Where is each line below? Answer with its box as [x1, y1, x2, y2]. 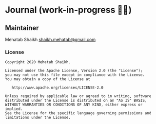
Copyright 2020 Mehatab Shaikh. [5, 60, 71, 65]
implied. [5, 106, 23, 111]
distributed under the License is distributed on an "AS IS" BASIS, [5, 98, 147, 103]
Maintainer [5, 24, 39, 32]
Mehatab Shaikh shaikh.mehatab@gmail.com [5, 36, 96, 42]
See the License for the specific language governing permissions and [5, 111, 152, 116]
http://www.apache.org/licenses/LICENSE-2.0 [11, 85, 104, 90]
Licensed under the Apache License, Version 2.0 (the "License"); [5, 68, 143, 73]
